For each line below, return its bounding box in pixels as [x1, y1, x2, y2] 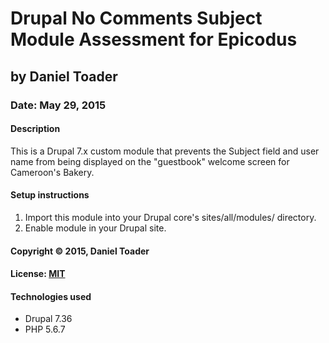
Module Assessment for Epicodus [10, 28, 298, 51]
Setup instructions [10, 189, 90, 201]
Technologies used [10, 290, 92, 302]
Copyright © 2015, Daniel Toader [10, 245, 150, 257]
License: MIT [10, 268, 66, 280]
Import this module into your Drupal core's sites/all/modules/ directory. [24, 211, 317, 223]
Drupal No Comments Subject [10, 7, 263, 30]
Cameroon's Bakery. [10, 166, 95, 178]
